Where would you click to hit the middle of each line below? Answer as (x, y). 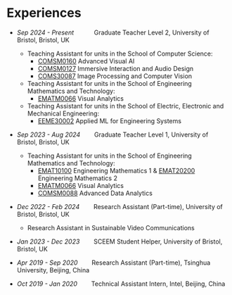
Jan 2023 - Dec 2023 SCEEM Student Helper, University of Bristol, (120, 241)
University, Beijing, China (53, 270)
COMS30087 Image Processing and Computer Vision (115, 76)
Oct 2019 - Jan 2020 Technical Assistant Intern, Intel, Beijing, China (121, 284)
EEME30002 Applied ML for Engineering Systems (110, 120)
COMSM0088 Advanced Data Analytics (95, 193)
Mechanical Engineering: (63, 113)
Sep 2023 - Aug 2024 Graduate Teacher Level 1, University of (112, 134)
